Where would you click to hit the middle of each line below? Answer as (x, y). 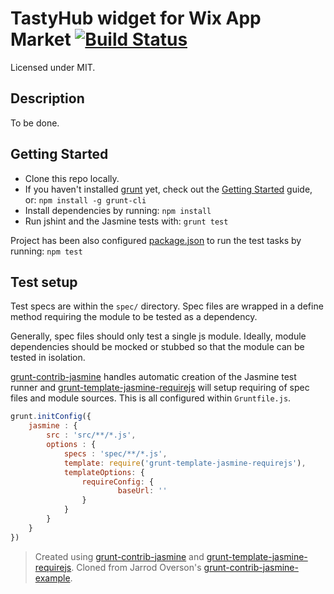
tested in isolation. (48, 358)
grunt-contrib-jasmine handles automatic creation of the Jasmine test (153, 377)
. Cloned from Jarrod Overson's (136, 567)
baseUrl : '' (142, 491)
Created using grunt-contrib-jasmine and (119, 556)
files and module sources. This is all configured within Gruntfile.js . (151, 398)
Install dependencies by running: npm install (118, 210)
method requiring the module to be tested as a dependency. (134, 317)
